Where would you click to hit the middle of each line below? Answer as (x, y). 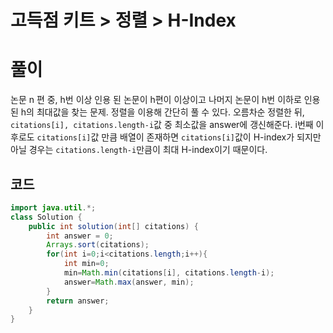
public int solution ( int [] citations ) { (113, 226)
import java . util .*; (53, 207)
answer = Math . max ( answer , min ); (129, 282)
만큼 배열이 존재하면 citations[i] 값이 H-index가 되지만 (211, 137)
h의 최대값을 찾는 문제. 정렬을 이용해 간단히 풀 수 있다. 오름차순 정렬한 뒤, (162, 112)
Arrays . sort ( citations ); (98, 245)
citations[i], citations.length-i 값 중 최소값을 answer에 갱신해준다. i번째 (162, 125)
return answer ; (78, 301)
